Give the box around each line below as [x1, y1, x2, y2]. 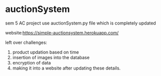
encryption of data [12, 59, 51, 65]
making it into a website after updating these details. [12, 65, 121, 71]
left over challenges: [5, 39, 48, 45]
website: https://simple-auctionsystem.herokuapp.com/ [5, 29, 119, 35]
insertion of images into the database [12, 54, 90, 60]
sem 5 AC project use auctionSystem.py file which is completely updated [5, 20, 156, 26]
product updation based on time [12, 49, 79, 55]
